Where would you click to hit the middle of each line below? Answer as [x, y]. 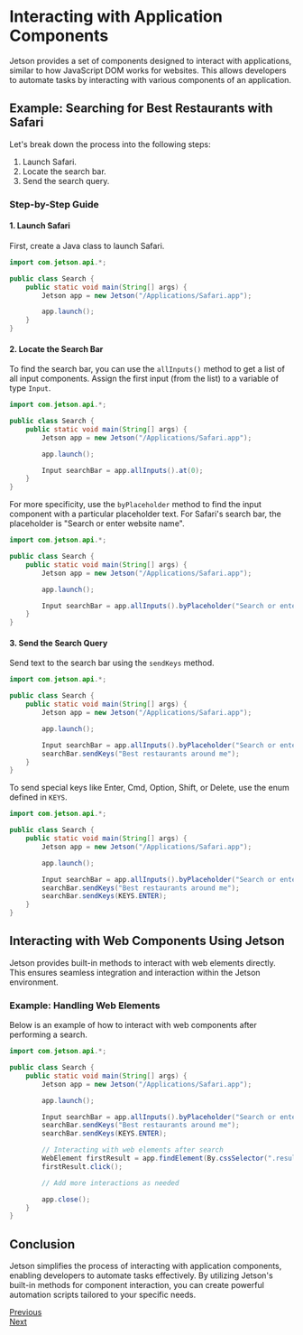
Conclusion [42, 1244]
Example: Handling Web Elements [85, 1006]
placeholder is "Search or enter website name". [97, 524]
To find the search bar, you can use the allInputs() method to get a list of [147, 369]
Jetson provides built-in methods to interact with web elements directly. [143, 962]
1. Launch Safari [40, 226]
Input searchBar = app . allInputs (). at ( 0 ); [123, 470]
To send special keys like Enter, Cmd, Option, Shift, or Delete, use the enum [150, 788]
